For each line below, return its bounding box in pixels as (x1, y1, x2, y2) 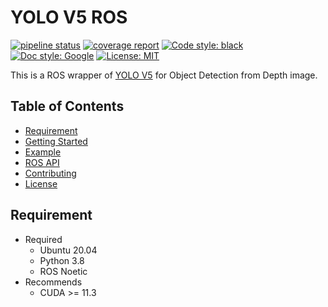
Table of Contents (10, 98, 125, 115)
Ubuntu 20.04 (39, 244, 98, 256)
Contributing (24, 167, 77, 179)
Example (24, 146, 62, 158)
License (24, 177, 58, 190)
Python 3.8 (39, 254, 85, 266)
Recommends (24, 276, 83, 288)
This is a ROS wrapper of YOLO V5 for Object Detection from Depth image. (10, 69, 318, 81)
